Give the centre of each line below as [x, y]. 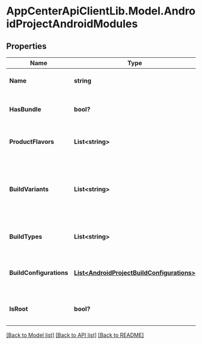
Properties [26, 46]
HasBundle [25, 109]
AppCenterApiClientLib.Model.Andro [101, 11]
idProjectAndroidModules [72, 24]
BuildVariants [29, 189]
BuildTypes [26, 236]
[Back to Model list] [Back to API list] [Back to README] [75, 335]
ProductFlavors [32, 142]
